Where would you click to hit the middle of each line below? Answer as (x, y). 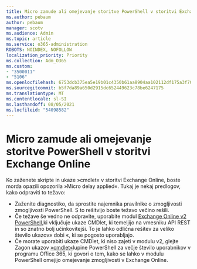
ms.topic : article (28, 39)
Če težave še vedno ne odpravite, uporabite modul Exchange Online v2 (100, 216)
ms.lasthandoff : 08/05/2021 (40, 104)
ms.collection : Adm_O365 (36, 60)
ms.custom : (19, 66)
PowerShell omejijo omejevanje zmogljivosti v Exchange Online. (91, 260)
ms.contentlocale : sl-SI (36, 99)
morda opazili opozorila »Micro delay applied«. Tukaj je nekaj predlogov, (93, 186)
